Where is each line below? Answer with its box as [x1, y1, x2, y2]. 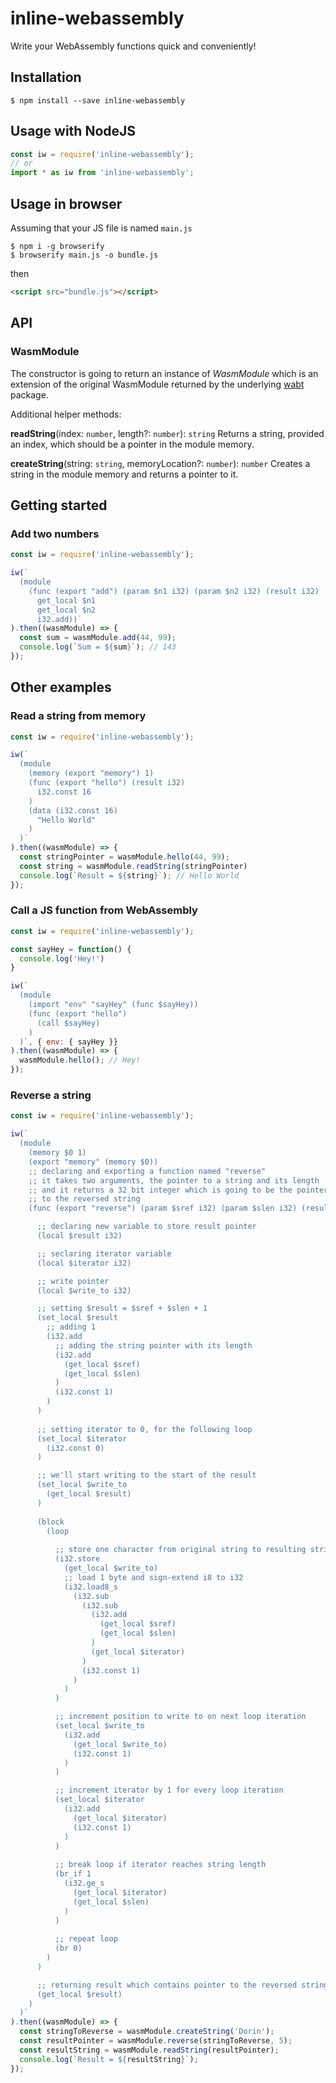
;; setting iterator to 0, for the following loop [36, 1424, 253, 1434]
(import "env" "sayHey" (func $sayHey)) [28, 1000, 199, 1010]
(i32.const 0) [46, 1443, 105, 1453]
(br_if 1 [54, 1869, 92, 1879]
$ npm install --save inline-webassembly [10, 95, 186, 106]
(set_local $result [36, 1313, 118, 1323]
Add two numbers [10, 527, 100, 541]
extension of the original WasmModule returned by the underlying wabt [10, 378, 305, 390]
